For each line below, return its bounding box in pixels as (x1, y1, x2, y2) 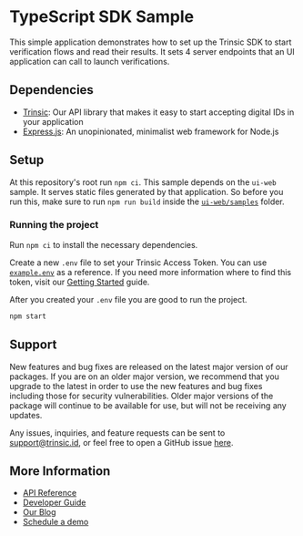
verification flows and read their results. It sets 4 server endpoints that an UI (9, 46, 296, 57)
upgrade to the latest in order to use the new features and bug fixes (9, 380, 263, 391)
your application (22, 116, 84, 127)
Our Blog (22, 507, 56, 518)
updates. (9, 409, 43, 420)
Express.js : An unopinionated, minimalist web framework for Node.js (22, 126, 279, 137)
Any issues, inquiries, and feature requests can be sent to (9, 427, 226, 438)
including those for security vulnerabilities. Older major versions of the (9, 390, 274, 401)
